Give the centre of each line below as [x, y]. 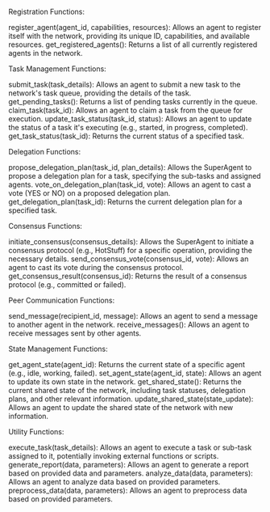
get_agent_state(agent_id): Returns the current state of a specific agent [127, 364]
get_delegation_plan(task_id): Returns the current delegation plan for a [125, 202]
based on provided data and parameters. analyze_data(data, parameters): [131, 473]
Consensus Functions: [46, 226]
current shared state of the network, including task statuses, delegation [127, 390]
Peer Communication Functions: [62, 300]
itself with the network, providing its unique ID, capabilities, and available [129, 36]
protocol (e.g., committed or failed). [67, 285]
